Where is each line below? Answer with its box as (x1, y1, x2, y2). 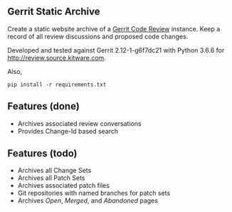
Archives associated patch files (17, 181, 110, 190)
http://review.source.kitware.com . (7, 53, 107, 62)
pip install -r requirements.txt (7, 81, 107, 88)
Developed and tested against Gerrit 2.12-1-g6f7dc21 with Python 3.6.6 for (7, 46, 225, 54)
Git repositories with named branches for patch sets (17, 189, 171, 198)
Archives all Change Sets (17, 166, 92, 175)
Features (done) (7, 100, 80, 112)
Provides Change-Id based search (17, 127, 119, 135)
